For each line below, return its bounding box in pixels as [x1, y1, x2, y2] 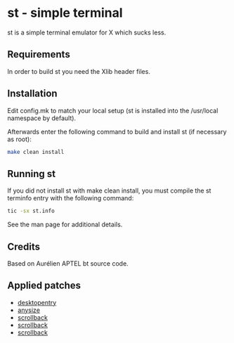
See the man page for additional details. [7, 220, 123, 229]
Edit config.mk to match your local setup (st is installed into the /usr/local [7, 106, 219, 115]
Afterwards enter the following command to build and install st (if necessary [7, 127, 227, 136]
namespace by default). [7, 114, 76, 122]
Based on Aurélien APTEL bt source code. [7, 259, 129, 268]
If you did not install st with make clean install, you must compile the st [7, 186, 212, 195]
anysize [17, 306, 41, 314]
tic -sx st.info [7, 207, 55, 215]
